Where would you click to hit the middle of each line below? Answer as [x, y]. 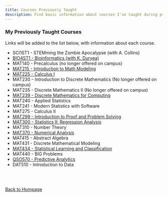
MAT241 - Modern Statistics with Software [56, 106]
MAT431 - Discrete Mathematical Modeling [56, 143]
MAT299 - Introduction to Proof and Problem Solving [67, 116]
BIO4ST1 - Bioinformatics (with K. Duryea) [55, 58]
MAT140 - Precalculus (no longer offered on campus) [67, 63]
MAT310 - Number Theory [39, 127]
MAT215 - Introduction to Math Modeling [54, 69]
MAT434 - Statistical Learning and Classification [62, 148]
